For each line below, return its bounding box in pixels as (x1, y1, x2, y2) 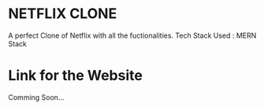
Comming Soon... (8, 92, 65, 102)
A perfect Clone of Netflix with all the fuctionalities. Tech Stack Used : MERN (8, 31, 257, 40)
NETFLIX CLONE (8, 5, 117, 23)
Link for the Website (8, 67, 143, 85)
